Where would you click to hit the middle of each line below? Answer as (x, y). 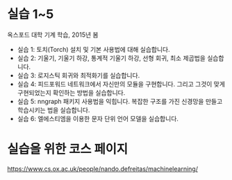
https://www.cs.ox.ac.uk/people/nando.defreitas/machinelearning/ (102, 169)
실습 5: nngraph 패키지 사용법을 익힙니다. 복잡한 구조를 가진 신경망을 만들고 (120, 101)
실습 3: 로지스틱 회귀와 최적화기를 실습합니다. (78, 75)
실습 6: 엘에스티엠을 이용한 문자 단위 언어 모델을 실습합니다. (98, 118)
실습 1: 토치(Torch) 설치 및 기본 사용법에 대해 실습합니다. (93, 49)
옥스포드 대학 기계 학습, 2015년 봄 (53, 35)
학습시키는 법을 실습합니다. (53, 110)
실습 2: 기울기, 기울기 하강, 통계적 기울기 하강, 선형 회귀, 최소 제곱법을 (111, 58)
